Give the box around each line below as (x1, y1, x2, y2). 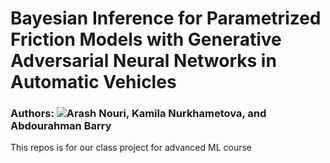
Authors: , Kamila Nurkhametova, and (10, 107, 267, 121)
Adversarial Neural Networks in (10, 50, 277, 72)
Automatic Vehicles (10, 71, 177, 94)
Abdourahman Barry (10, 119, 112, 133)
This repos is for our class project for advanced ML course (10, 142, 253, 154)
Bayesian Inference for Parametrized (10, 7, 322, 30)
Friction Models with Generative (10, 28, 282, 51)
